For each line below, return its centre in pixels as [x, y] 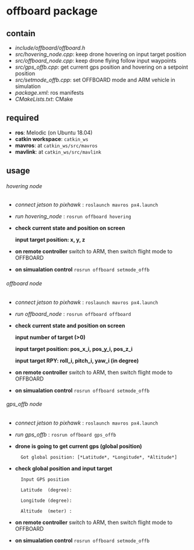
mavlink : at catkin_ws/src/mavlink [58, 151]
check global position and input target [64, 468]
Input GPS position [45, 479]
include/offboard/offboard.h [50, 48]
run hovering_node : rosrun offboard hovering [73, 217]
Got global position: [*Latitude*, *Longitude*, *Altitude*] [99, 457]
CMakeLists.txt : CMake [44, 99]
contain [21, 33]
